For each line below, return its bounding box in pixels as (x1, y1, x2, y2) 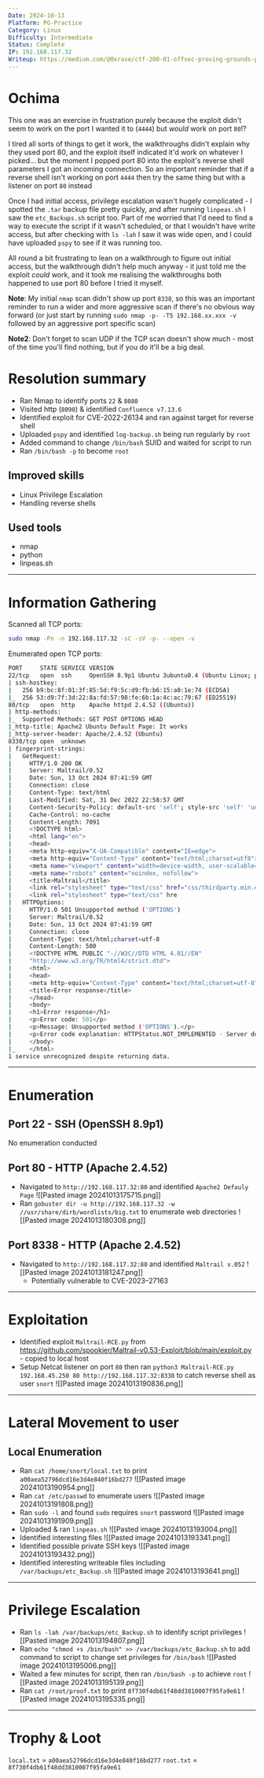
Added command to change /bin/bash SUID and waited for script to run (19, 438, 252, 447)
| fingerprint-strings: (8, 745, 86, 753)
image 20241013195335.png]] (49, 1694, 145, 1703)
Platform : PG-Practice (8, 19, 82, 27)
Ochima (8, 90, 60, 107)
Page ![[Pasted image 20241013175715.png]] (19, 1191, 161, 1200)
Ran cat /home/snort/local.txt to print (19, 1466, 148, 1475)
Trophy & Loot (8, 1729, 101, 1747)
